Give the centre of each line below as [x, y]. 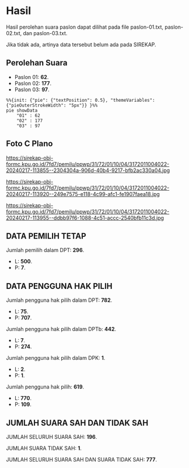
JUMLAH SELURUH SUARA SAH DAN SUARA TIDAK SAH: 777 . [82, 460]
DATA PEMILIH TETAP [46, 236]
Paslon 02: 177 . [33, 83]
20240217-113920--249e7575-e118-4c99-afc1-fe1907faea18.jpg [83, 194]
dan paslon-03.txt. [45, 33]
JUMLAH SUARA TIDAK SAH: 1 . [44, 448]
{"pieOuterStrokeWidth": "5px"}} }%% [52, 105]
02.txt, [14, 33]
